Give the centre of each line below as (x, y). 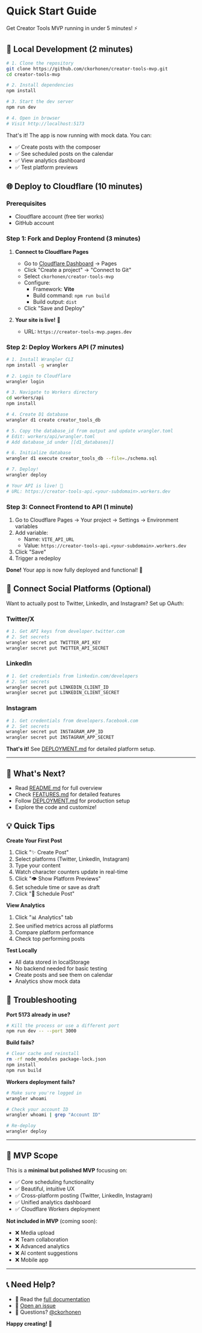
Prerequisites (26, 203)
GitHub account (34, 223)
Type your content (38, 865)
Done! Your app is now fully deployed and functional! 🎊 (75, 570)
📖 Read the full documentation (52, 1299)
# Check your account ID (37, 1109)
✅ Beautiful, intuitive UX (45, 1189)
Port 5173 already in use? (38, 1014)
